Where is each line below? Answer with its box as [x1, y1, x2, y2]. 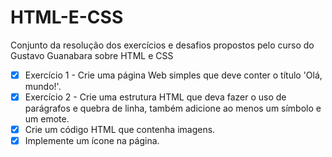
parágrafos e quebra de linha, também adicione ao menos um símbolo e [24, 102, 322, 115]
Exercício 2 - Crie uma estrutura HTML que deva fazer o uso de [24, 91, 287, 103]
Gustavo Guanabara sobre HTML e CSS [10, 49, 174, 61]
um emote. [24, 113, 70, 125]
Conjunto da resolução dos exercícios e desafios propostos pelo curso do [10, 39, 315, 51]
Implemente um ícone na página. [24, 135, 160, 147]
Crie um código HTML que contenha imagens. [24, 124, 216, 136]
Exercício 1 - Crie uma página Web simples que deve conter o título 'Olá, [24, 69, 323, 81]
